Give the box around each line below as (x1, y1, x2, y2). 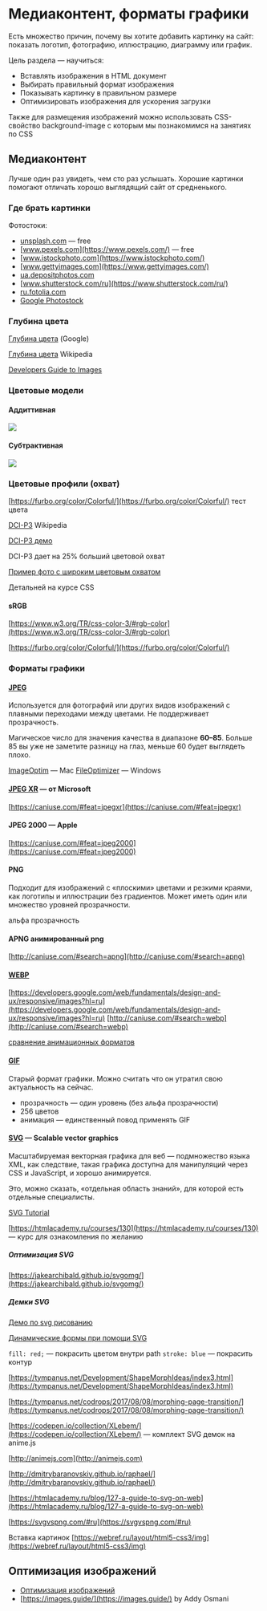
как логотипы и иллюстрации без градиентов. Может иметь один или (8, 891, 247, 901)
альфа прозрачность (8, 915, 80, 925)
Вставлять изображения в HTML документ (19, 71, 167, 80)
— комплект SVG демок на (143, 1429, 236, 1439)
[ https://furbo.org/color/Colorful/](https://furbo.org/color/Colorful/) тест (8, 496, 247, 505)
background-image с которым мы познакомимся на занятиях (42, 120, 252, 130)
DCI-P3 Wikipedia (8, 520, 67, 530)
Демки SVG (8, 1297, 50, 1307)
